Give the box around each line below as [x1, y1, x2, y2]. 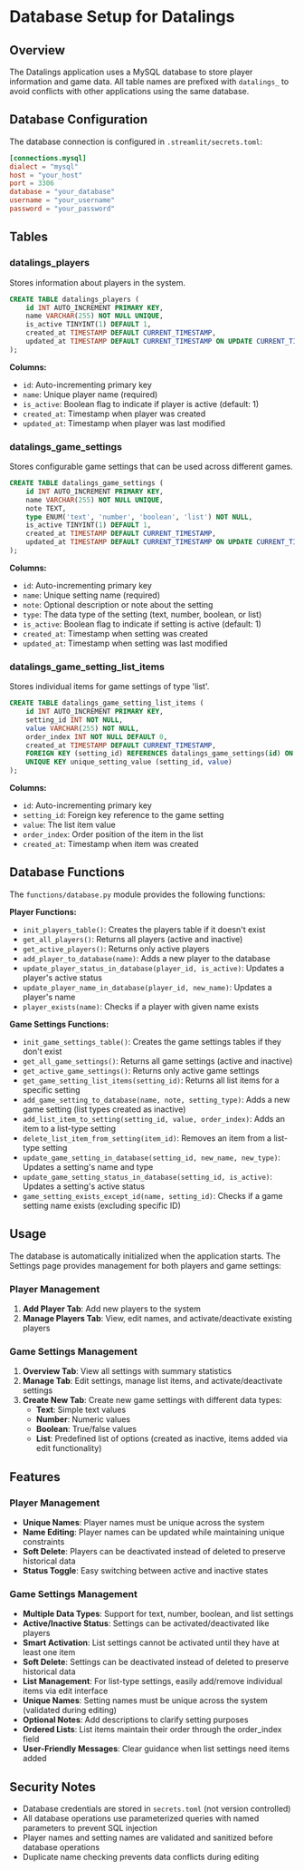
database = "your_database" [9, 188, 116, 197]
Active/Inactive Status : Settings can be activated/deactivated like [22, 1618, 270, 1629]
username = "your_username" [9, 196, 116, 205]
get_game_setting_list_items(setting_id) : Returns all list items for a [22, 1075, 280, 1086]
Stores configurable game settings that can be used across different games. [9, 461, 294, 473]
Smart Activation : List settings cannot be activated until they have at [22, 1637, 280, 1648]
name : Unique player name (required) [22, 388, 158, 400]
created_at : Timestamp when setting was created [22, 628, 208, 638]
